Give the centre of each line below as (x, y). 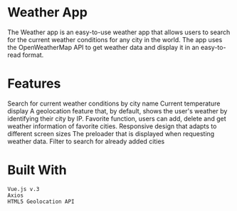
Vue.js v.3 (23, 189)
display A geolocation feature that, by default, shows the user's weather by (117, 110)
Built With (37, 170)
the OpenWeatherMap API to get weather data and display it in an (103, 47)
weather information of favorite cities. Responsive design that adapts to (112, 126)
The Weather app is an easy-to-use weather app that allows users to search (119, 32)
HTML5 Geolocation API (41, 201)
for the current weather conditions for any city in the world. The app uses (115, 39)
